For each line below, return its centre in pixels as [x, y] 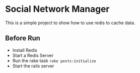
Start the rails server [33, 66]
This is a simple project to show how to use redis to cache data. [70, 23]
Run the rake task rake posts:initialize [54, 61]
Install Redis [25, 50]
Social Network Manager [57, 9]
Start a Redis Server [33, 55]
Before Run [23, 38]
